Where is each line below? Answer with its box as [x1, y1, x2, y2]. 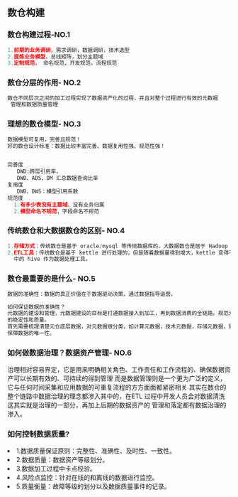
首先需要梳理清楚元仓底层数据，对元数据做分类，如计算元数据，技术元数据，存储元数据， [7, 323, 229, 331]
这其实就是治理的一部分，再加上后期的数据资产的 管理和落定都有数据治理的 [7, 401, 227, 410]
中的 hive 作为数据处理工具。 [13, 255, 91, 263]
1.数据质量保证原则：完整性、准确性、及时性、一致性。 [16, 447, 176, 455]
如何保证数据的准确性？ [7, 303, 66, 311]
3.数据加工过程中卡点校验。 [16, 464, 97, 473]
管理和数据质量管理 [10, 101, 59, 108]
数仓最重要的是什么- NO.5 [7, 274, 96, 284]
